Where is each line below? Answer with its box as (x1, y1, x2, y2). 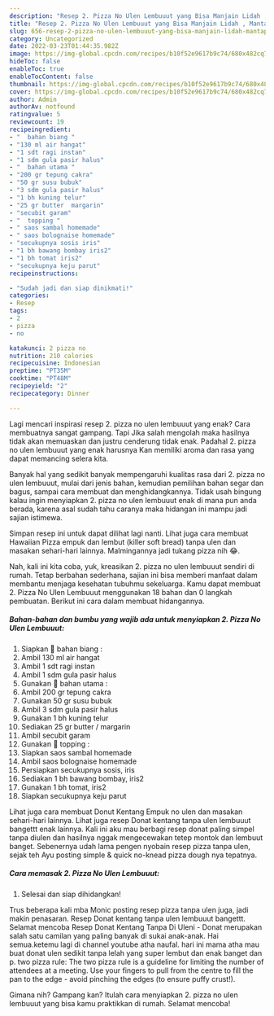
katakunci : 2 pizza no (9, 344, 86, 353)
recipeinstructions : (9, 269, 80, 278)
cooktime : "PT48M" (9, 374, 72, 383)
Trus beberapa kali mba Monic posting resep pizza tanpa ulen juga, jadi (9, 904, 249, 914)
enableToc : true (9, 65, 64, 73)
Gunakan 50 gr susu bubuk (20, 695, 112, 705)
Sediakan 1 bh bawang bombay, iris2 (20, 773, 145, 783)
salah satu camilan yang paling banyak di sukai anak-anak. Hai (9, 931, 219, 940)
